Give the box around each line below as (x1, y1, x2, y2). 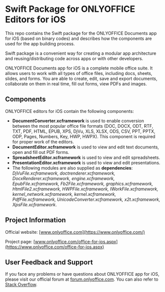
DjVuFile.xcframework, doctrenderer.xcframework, (12, 170, 116, 176)
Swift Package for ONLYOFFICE (5, 3, 135, 15)
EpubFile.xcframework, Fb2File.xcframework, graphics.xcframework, (12, 181, 154, 186)
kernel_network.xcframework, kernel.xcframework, (12, 191, 117, 197)
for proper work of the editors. (12, 139, 74, 145)
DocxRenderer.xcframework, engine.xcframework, (12, 175, 115, 181)
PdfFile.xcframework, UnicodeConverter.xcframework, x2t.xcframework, (12, 196, 161, 202)
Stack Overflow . (5, 282, 38, 288)
